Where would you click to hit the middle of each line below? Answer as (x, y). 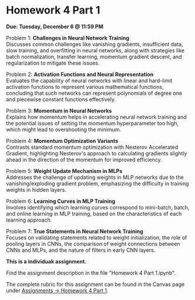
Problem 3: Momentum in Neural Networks (59, 111)
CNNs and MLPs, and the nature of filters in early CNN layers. (81, 250)
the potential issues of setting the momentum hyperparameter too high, (93, 123)
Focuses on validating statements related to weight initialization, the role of (97, 237)
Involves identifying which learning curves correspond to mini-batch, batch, (98, 207)
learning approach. (29, 220)
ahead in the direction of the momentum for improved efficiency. (84, 159)
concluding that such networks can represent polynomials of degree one (94, 93)
